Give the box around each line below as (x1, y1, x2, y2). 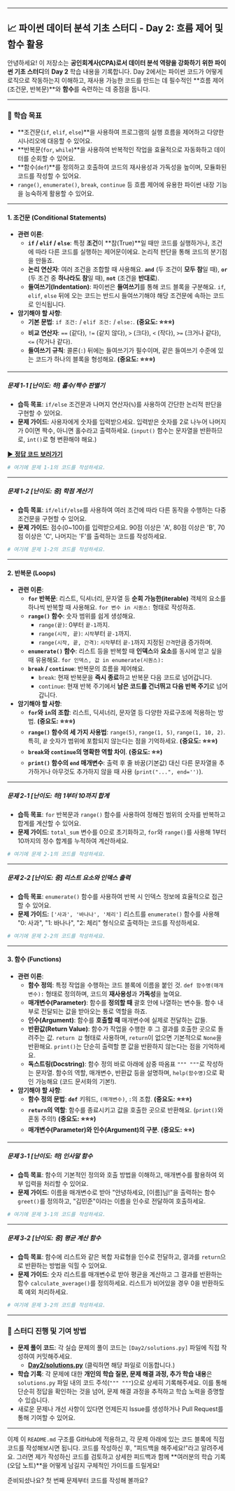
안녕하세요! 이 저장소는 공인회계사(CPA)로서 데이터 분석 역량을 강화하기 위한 (7, 58, 213, 67)
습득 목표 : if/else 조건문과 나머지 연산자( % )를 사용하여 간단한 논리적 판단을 (17, 400, 222, 409)
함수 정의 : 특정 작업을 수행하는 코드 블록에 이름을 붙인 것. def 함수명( (27, 981, 215, 990)
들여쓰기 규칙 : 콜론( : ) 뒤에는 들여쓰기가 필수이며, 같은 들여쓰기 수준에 (27, 346, 217, 355)
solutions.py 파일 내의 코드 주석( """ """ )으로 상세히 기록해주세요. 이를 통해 (17, 1379, 227, 1387)
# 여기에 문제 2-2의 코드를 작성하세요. (7, 933, 106, 940)
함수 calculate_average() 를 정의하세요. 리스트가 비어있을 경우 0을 (17, 1279, 201, 1287)
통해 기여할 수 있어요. (17, 1414, 76, 1422)
